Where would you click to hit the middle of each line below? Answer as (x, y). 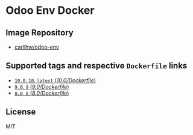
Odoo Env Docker (50, 10)
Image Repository (40, 33)
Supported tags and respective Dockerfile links (96, 66)
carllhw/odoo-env (37, 47)
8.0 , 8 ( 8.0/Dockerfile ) (42, 93)
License (21, 112)
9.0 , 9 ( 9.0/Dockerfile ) (42, 86)
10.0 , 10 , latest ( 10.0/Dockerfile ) (55, 80)
